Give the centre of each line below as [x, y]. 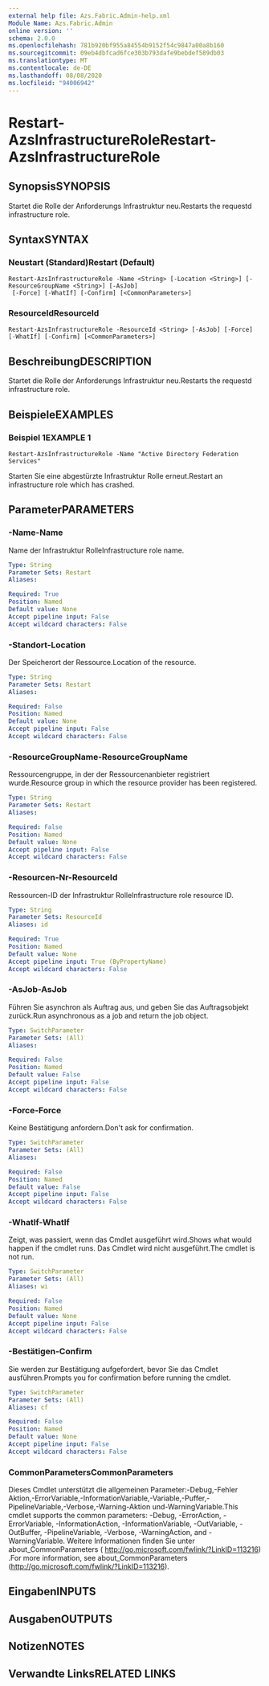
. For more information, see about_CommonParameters [98, 1558]
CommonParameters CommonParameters [91, 1472]
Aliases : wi [28, 1287]
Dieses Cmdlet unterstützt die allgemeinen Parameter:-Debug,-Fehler [123, 1490]
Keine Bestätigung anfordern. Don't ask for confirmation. [101, 1128]
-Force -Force [35, 1110]
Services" [25, 461]
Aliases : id [28, 925]
